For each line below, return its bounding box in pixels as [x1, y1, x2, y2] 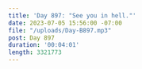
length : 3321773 [8, 48, 62, 56]
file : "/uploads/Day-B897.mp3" [8, 26, 112, 34]
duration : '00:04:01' [8, 41, 80, 49]
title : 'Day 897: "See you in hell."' [8, 11, 136, 20]
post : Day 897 [8, 33, 56, 42]
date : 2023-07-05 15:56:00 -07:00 [8, 19, 123, 27]
